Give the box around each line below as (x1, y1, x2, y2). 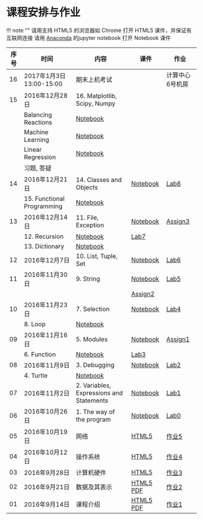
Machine (24, 128, 49, 136)
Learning (24, 135, 50, 144)
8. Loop (24, 320, 46, 328)
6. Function (24, 350, 56, 359)
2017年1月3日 (24, 71, 66, 80)
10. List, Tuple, (76, 252, 118, 260)
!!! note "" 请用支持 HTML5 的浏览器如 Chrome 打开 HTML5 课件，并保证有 (6, 27, 192, 34)
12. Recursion (24, 232, 64, 241)
